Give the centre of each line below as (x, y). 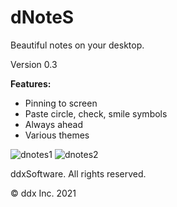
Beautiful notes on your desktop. (77, 45)
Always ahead (54, 124)
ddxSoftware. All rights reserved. (78, 173)
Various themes (57, 135)
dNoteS (42, 17)
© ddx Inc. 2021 (43, 193)
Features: (31, 83)
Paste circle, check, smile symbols (96, 113)
